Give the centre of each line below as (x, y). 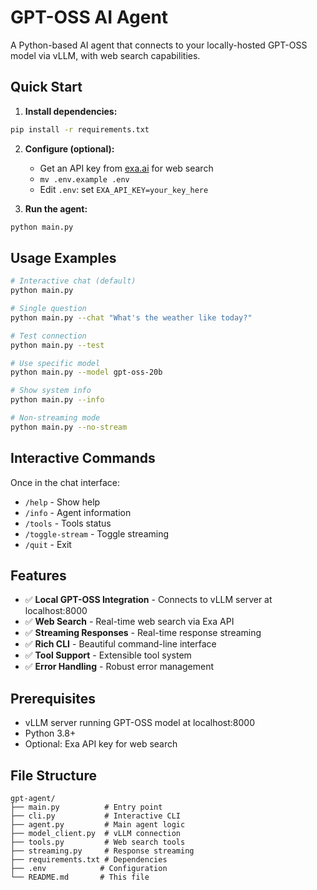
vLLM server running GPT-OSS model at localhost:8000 (139, 723)
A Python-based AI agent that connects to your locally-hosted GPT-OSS (159, 45)
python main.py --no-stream (69, 427)
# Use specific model (55, 363)
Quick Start (46, 87)
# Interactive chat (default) (73, 281)
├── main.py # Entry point (86, 807)
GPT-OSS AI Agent (89, 17)
